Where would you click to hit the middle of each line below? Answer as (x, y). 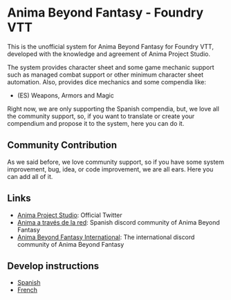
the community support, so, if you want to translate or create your (101, 116)
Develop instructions (53, 266)
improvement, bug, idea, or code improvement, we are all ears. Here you (110, 169)
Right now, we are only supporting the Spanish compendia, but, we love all (113, 109)
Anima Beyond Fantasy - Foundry (105, 13)
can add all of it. (30, 176)
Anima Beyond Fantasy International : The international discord (106, 237)
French (27, 290)
